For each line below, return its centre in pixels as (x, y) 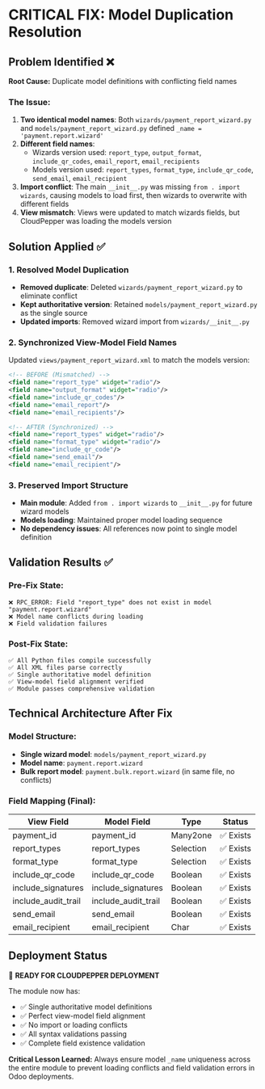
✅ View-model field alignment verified (76, 682)
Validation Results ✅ (61, 563)
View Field (48, 822)
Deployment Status (58, 956)
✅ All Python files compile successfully (80, 661)
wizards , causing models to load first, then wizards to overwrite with (133, 196)
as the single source (54, 313)
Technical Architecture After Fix (90, 714)
